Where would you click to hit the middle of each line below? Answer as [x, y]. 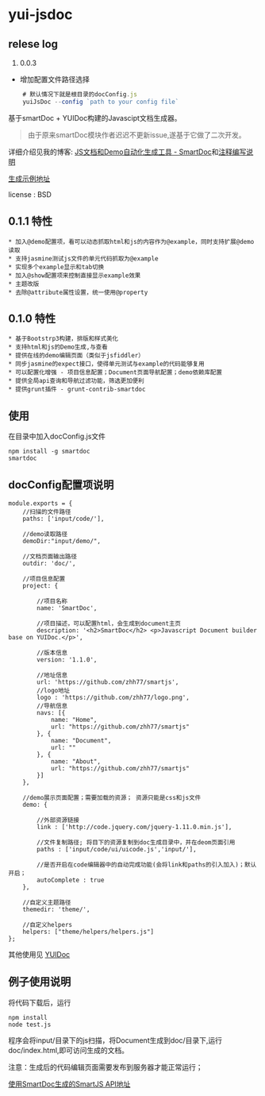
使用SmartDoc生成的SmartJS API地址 [69, 1084]
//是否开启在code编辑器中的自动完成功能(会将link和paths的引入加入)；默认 [147, 865]
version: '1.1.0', [67, 660]
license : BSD [30, 194]
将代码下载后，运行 [40, 1002]
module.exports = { [40, 504]
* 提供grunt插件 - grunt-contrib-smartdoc [77, 390]
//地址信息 [52, 675]
